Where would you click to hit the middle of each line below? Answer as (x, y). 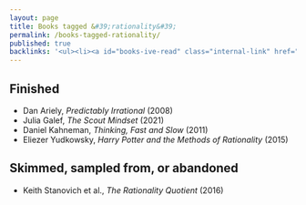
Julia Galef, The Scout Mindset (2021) (93, 120)
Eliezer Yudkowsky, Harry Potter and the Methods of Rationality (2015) (155, 139)
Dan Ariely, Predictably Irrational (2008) (97, 110)
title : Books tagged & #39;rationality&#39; (93, 26)
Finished (35, 89)
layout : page (34, 18)
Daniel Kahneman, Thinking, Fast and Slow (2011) (115, 129)
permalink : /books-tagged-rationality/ (85, 35)
